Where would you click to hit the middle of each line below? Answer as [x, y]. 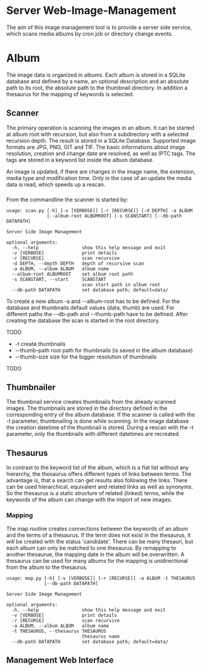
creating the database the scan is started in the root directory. [83, 320]
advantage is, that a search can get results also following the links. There [97, 481]
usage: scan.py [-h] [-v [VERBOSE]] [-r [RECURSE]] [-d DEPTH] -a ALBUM [99, 210]
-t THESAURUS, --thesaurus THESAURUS [59, 631]
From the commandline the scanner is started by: [67, 199]
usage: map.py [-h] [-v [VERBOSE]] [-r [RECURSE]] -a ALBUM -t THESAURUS [101, 578]
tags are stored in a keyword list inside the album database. [80, 160]
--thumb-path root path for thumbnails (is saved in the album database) [104, 350]
